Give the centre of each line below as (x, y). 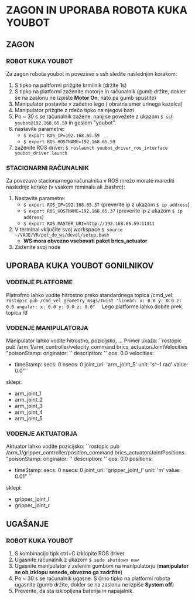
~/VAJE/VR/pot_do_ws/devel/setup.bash (62, 235)
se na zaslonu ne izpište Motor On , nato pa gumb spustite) (85, 97)
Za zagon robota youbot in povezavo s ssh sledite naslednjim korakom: (92, 73)
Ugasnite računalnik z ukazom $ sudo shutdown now (77, 560)
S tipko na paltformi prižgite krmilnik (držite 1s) (71, 85)
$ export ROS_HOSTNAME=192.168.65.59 (69, 141)
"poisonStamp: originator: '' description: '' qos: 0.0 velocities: (80, 353)
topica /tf (17, 312)
